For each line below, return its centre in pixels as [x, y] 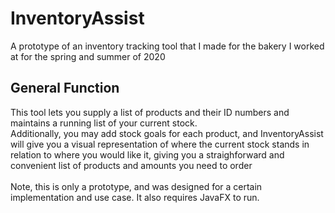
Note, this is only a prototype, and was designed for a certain [136, 186]
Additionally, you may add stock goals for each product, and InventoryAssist [167, 133]
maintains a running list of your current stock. [104, 123]
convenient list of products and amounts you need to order [131, 165]
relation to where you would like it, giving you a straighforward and [147, 154]
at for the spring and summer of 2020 [88, 56]
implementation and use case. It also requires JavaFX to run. [135, 197]
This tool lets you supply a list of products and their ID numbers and [150, 112]
